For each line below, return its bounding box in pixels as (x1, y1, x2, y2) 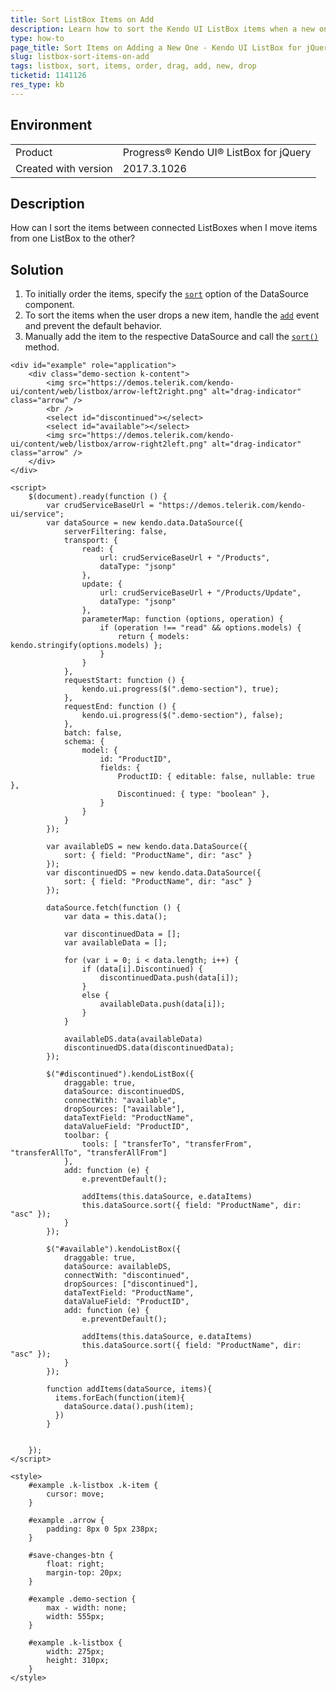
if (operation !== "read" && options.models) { (99, 623, 302, 633)
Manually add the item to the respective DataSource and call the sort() (24, 331, 319, 343)
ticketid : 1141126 (10, 71, 87, 81)
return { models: (117, 632, 190, 642)
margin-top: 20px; (46, 1568, 123, 1578)
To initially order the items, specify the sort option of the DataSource (24, 288, 309, 300)
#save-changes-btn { (28, 1551, 114, 1561)
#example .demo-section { (28, 1594, 137, 1605)
